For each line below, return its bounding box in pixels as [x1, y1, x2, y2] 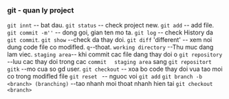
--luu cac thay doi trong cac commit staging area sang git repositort [7, 58, 212, 66]
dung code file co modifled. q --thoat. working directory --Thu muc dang [7, 43, 214, 52]
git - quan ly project [7, 5, 74, 15]
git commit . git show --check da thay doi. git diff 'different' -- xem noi [7, 36, 212, 44]
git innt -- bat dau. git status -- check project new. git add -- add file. [7, 21, 215, 30]
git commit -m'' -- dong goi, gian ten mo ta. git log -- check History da [7, 28, 213, 36]
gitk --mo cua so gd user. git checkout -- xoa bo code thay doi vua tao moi [7, 65, 223, 74]
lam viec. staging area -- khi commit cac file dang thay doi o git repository [7, 50, 223, 58]
